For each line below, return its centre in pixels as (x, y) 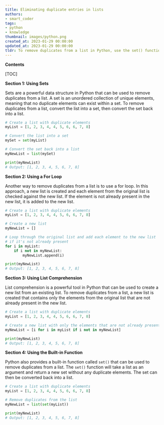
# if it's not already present (37, 242)
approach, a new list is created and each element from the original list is (77, 191)
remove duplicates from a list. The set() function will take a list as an (74, 367)
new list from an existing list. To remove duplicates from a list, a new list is (79, 293)
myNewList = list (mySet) (30, 154)
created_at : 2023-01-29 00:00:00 (39, 42)
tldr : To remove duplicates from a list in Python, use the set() (74, 50)
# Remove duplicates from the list (41, 400)
